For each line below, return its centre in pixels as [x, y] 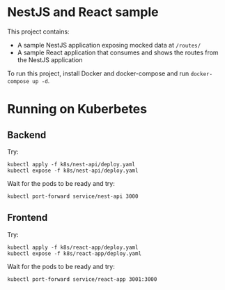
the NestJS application [50, 59]
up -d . [41, 80]
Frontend [28, 218]
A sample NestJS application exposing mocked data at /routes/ [109, 45]
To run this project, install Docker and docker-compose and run [98, 73]
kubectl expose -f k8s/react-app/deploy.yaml [74, 253]
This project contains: [38, 31]
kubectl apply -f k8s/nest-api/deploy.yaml [71, 164]
